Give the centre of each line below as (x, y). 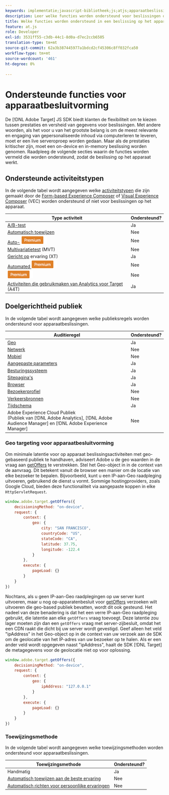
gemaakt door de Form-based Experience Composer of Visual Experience (82, 196)
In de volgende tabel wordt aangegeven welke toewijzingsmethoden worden (84, 748)
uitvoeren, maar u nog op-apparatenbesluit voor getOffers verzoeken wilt (81, 602)
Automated (19, 267)
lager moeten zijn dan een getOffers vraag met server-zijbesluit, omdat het (83, 623)
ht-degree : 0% (20, 64)
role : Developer (22, 32)
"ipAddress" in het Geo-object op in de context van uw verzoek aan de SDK (84, 634)
